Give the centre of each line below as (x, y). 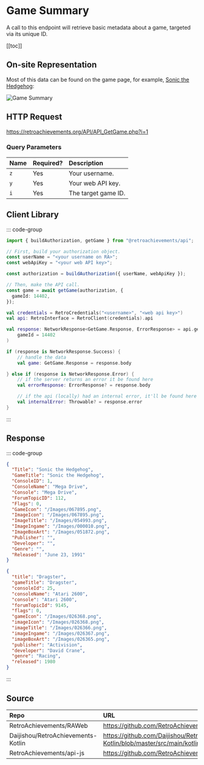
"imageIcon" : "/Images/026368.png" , (58, 622)
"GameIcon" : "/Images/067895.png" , (57, 509)
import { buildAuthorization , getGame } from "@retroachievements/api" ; (100, 240)
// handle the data (42, 357)
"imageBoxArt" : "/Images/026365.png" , (61, 639)
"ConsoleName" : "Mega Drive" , (50, 487)
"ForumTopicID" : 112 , (39, 498)
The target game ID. (97, 193)
